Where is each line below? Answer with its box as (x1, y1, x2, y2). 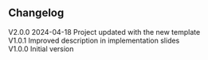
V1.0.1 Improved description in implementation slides (8, 36, 180, 45)
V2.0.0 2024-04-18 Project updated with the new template (8, 27, 201, 36)
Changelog (8, 6, 65, 20)
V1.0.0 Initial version (8, 43, 74, 54)
